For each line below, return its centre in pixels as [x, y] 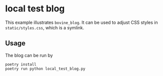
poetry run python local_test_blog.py [45, 69]
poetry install [21, 64]
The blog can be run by [29, 55]
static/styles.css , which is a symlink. [45, 27]
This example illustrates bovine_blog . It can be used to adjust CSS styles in [81, 22]
